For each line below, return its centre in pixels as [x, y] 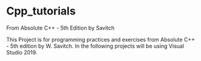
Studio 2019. [22, 52]
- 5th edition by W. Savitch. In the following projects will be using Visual [95, 46]
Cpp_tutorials [41, 11]
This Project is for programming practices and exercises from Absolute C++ [101, 39]
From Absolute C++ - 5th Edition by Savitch [61, 28]
